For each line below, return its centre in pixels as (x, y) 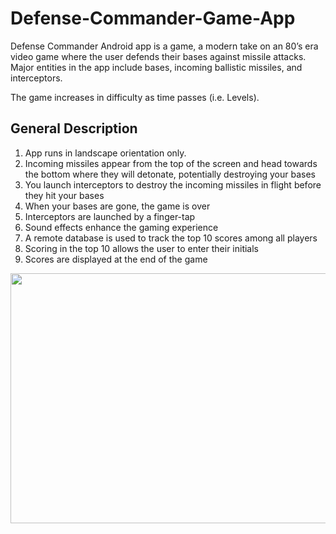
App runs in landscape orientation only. (105, 153)
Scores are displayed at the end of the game (116, 259)
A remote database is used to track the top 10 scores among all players (171, 238)
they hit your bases (64, 195)
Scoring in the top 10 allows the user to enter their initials (142, 248)
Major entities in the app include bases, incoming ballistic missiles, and (156, 67)
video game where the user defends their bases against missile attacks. (158, 56)
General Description (74, 128)
